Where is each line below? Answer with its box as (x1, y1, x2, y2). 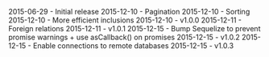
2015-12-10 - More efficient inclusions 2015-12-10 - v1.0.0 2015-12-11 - (8, 15, 242, 25)
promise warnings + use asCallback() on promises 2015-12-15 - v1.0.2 (8, 32, 240, 42)
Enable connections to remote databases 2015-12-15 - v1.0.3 (32, 41, 234, 51)
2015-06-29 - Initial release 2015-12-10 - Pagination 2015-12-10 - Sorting (8, 7, 250, 16)
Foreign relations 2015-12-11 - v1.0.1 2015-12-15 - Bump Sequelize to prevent (8, 24, 261, 33)
